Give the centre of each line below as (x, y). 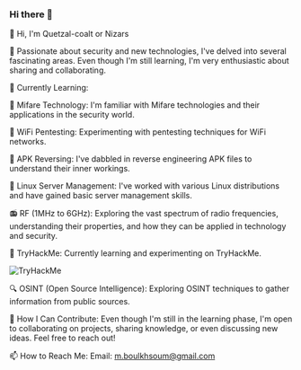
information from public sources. (70, 302)
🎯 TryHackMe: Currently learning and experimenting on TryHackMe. (136, 253)
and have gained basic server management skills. (101, 196)
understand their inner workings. (70, 169)
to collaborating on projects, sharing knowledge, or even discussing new (144, 329)
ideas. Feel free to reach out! (62, 338)
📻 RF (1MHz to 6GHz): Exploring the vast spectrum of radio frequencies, (144, 214)
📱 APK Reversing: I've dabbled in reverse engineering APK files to (131, 159)
